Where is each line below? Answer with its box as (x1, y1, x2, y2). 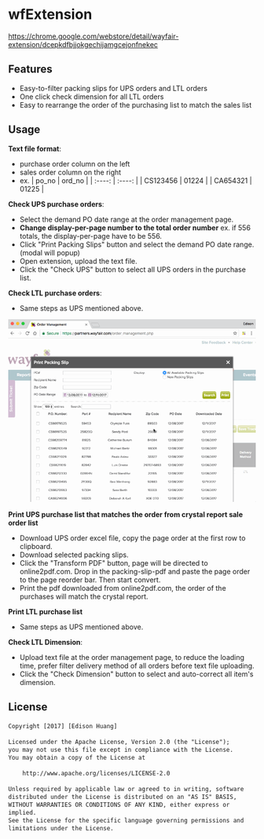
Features (8, 63, 53, 76)
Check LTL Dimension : (8, 638, 83, 647)
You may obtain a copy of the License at (8, 753, 146, 761)
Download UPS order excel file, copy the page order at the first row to (19, 533, 246, 543)
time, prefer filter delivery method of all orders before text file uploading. (19, 661, 255, 671)
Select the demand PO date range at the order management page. (19, 214, 234, 224)
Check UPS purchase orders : (8, 199, 104, 209)
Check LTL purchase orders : (8, 288, 102, 298)
